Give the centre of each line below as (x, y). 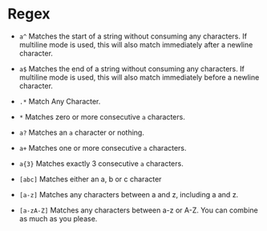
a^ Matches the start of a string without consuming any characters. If (133, 36)
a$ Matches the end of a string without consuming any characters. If (132, 68)
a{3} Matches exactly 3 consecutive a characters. (101, 163)
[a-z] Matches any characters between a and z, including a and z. (129, 194)
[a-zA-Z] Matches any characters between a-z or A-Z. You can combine (138, 210)
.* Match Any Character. (60, 101)
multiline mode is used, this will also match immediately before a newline (139, 77)
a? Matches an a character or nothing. (82, 132)
